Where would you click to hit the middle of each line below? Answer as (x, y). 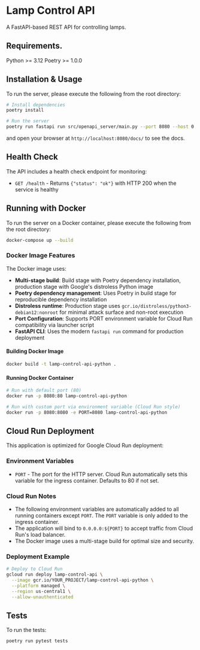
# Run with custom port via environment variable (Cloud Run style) (93, 407)
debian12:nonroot (37, 313)
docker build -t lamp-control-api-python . (61, 364)
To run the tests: (26, 630)
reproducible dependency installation (61, 299)
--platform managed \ (39, 586)
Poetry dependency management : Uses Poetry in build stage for (96, 293)
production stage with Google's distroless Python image (84, 286)
